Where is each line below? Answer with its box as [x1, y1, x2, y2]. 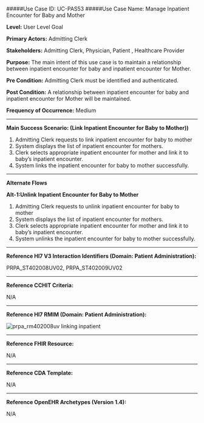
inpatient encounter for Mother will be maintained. [6, 95, 132, 102]
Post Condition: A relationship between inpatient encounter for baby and [6, 89, 189, 96]
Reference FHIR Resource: [6, 340, 74, 347]
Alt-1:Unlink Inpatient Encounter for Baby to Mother [6, 191, 139, 198]
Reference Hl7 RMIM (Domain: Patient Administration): [6, 311, 147, 318]
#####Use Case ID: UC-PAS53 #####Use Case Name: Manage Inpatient [6, 5, 189, 12]
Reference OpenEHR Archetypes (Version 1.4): [6, 399, 127, 405]
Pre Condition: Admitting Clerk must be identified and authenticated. [6, 77, 179, 84]
